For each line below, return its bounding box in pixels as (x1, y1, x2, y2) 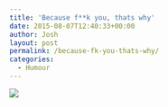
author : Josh (9, 30, 59, 39)
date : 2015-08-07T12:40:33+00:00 (9, 22, 135, 31)
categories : (9, 55, 54, 64)
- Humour (17, 64, 51, 73)
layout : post (9, 38, 59, 48)
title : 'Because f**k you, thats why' (9, 13, 155, 22)
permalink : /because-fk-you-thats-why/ (9, 47, 160, 56)
